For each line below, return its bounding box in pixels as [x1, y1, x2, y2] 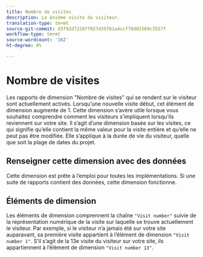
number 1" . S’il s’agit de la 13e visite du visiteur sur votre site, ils [6, 238, 164, 245]
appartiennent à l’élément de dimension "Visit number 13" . [6, 244, 154, 251]
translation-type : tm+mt [6, 20, 69, 26]
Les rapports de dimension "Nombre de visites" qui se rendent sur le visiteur [6, 94, 197, 101]
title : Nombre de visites [6, 8, 71, 15]
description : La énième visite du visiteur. [6, 14, 120, 21]
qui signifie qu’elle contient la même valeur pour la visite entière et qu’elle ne [6, 125, 196, 133]
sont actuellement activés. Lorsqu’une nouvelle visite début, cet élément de [6, 100, 195, 107]
